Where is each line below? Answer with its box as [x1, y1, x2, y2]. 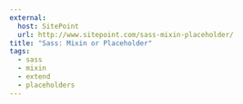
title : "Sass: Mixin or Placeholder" [9, 38, 153, 48]
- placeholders [17, 80, 76, 90]
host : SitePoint [17, 22, 79, 31]
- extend [17, 72, 51, 81]
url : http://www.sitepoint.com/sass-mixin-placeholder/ [17, 30, 234, 39]
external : [9, 13, 47, 23]
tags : [9, 47, 30, 56]
